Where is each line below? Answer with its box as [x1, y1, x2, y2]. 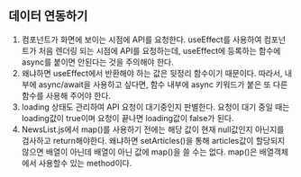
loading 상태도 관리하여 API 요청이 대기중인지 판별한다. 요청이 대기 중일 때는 [21, 102, 290, 112]
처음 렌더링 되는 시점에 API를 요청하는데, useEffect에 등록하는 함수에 [38, 45, 281, 56]
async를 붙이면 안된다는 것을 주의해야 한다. [21, 57, 174, 67]
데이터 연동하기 [8, 8, 88, 24]
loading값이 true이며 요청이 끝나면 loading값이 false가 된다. [21, 112, 234, 123]
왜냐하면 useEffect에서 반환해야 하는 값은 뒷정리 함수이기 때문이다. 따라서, [21, 67, 283, 78]
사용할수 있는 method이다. [38, 157, 132, 168]
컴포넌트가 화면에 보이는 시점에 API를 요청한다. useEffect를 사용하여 [21, 34, 262, 45]
